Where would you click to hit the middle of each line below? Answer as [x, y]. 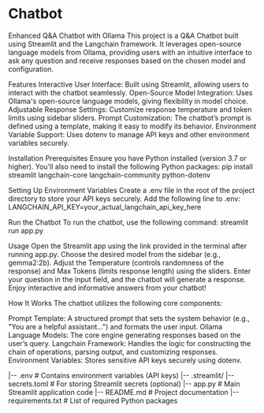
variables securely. [39, 143]
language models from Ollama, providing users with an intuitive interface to [130, 52]
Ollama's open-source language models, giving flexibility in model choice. [128, 101]
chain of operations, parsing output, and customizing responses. [113, 352]
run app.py [26, 230]
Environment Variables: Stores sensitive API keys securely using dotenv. [125, 360]
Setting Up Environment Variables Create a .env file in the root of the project [132, 190]
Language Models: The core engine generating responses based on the [125, 335]
